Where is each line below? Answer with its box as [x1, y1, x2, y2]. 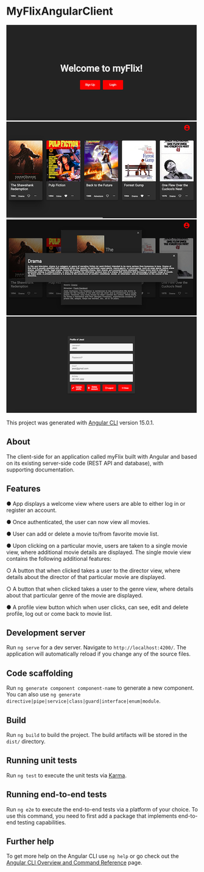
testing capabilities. [17, 818, 66, 826]
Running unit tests [6, 755, 77, 766]
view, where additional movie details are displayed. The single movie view [6, 549, 192, 556]
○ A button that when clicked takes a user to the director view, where [6, 567, 181, 574]
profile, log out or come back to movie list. [6, 610, 113, 617]
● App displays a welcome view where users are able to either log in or [6, 500, 186, 507]
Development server [6, 627, 86, 638]
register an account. [6, 506, 57, 514]
